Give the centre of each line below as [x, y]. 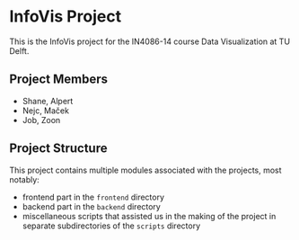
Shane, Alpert [48, 101]
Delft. [19, 50]
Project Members [59, 80]
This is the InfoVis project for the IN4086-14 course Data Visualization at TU [149, 41]
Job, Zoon [41, 120]
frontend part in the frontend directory [93, 197]
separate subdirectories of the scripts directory [111, 226]
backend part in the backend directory [92, 206]
